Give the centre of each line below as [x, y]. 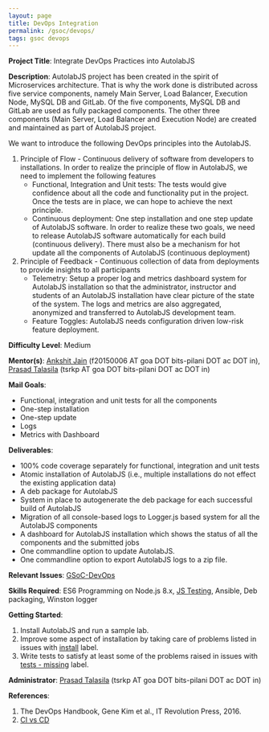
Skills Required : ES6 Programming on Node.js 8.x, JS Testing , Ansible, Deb [133, 591]
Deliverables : [31, 450]
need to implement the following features [88, 176]
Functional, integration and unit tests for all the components [118, 401]
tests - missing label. [54, 665]
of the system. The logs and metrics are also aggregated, [127, 304]
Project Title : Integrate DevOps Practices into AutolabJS [102, 61]
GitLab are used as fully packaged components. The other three [114, 111]
